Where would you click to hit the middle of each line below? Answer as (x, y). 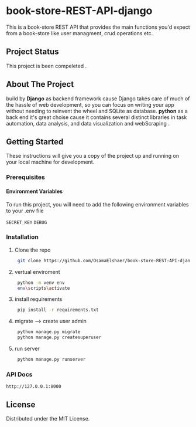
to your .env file (25, 211)
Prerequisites (25, 177)
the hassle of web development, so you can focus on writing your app (90, 104)
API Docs (19, 374)
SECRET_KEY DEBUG (27, 222)
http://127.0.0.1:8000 (34, 387)
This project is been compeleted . (47, 66)
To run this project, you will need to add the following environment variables (97, 204)
